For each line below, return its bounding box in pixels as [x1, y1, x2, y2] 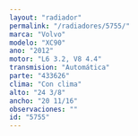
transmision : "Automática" [9, 64, 110, 72]
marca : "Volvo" [9, 30, 66, 38]
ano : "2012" [9, 47, 54, 55]
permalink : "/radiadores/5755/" [9, 21, 130, 30]
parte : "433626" [9, 72, 70, 81]
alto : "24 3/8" [9, 88, 66, 97]
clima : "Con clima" [9, 80, 82, 89]
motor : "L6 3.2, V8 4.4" [9, 55, 102, 64]
